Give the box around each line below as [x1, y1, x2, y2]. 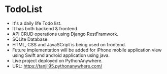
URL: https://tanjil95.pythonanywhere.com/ [12, 63, 103, 69]
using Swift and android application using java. [12, 52, 110, 58]
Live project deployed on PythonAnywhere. [12, 57, 103, 63]
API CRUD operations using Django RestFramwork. [12, 31, 119, 37]
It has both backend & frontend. [12, 25, 79, 31]
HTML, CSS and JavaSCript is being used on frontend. [12, 41, 126, 47]
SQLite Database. [12, 36, 49, 42]
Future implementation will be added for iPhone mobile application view [12, 47, 162, 53]
